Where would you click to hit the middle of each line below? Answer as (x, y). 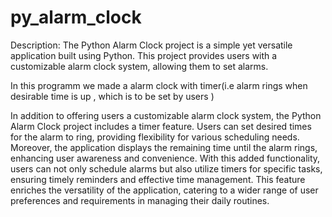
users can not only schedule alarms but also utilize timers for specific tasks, (166, 168)
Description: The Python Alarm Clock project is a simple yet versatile (151, 45)
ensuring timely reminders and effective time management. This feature (158, 179)
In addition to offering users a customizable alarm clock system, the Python (166, 115)
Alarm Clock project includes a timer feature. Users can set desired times (161, 126)
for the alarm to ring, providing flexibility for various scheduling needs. (155, 137)
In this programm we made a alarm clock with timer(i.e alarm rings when (159, 85)
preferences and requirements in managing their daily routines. (140, 200)
